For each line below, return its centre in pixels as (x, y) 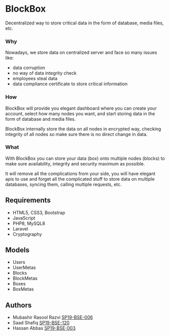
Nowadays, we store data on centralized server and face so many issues (81, 53)
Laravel (20, 228)
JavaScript (24, 218)
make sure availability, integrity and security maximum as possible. (75, 163)
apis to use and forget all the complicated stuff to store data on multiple (80, 179)
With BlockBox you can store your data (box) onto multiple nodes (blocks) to (85, 158)
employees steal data (35, 79)
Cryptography (27, 234)
